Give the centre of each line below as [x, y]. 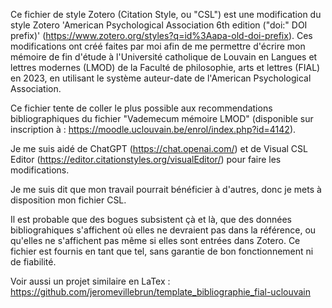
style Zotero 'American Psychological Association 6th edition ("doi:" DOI [159, 25]
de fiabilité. [33, 262]
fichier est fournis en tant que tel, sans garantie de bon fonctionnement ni [162, 251]
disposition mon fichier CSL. [68, 200]
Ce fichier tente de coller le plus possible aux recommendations [141, 108]
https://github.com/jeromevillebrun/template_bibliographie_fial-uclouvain [161, 292]
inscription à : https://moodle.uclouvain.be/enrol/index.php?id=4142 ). [153, 129]
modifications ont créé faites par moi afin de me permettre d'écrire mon [158, 46]
